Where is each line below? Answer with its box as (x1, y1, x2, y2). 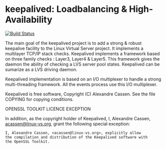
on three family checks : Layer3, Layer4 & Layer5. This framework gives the (5, 56, 160, 62)
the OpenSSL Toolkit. (5, 139, 50, 144)
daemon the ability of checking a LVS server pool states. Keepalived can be (5, 61, 160, 67)
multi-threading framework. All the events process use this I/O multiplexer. (5, 81, 158, 87)
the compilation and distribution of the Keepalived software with (5, 135, 148, 140)
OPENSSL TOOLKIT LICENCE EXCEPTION (5, 106, 91, 112)
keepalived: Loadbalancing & (5, 3, 128, 15)
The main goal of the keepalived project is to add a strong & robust (5, 40, 142, 46)
